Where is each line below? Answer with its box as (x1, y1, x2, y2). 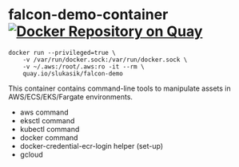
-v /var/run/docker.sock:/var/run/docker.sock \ (22, 56, 188, 64)
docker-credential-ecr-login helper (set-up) (19, 141, 164, 150)
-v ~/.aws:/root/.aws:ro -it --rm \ (22, 62, 145, 71)
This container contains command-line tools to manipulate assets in (8, 83, 232, 93)
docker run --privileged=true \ (8, 49, 116, 56)
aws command (19, 107, 70, 117)
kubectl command (19, 124, 80, 134)
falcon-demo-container (8, 6, 169, 24)
